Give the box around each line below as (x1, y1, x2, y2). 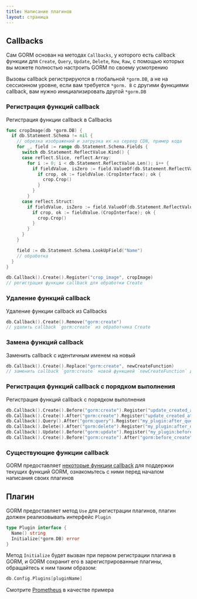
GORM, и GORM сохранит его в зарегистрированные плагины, (6, 558, 162, 565)
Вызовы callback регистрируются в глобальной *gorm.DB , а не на (6, 75, 168, 82)
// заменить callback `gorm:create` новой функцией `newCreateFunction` (6, 369, 188, 375)
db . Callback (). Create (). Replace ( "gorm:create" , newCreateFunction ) (6, 363, 175, 369)
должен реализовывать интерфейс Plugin (6, 513, 111, 520)
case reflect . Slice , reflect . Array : (21, 154, 111, 161)
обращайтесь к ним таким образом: (6, 564, 97, 571)
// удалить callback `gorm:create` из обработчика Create (6, 325, 151, 330)
